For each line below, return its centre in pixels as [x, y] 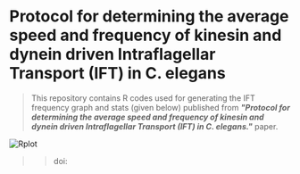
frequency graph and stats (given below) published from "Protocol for [160, 107]
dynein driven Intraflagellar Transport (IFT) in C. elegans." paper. [154, 126]
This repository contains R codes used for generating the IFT [143, 98]
